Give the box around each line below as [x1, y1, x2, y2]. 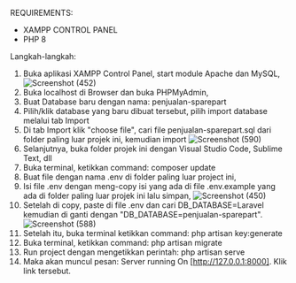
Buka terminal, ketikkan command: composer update [22, 163, 216, 172]
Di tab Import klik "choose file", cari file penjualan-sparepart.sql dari [22, 125, 272, 135]
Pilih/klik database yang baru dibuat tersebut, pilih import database [22, 106, 269, 116]
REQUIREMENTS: [10, 8, 74, 18]
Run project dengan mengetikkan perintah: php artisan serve [22, 247, 245, 257]
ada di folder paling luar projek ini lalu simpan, [22, 190, 191, 201]
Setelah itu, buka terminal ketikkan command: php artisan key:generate [22, 228, 283, 238]
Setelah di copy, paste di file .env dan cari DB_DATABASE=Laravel [22, 200, 264, 210]
